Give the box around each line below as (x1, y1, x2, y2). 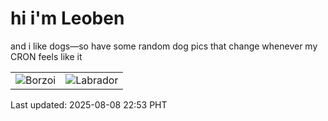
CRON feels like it (10, 50, 83, 62)
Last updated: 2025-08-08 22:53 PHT (10, 98, 168, 111)
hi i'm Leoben (10, 7, 125, 30)
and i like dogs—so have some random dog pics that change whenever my (10, 40, 318, 52)
